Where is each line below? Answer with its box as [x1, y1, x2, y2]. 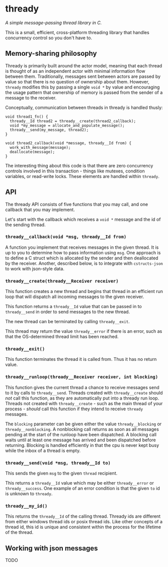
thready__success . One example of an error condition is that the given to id [5, 486, 160, 492]
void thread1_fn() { [5, 114, 49, 119]
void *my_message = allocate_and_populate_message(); [10, 123, 125, 128]
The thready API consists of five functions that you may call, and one [5, 201, 148, 207]
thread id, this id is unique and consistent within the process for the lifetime [5, 524, 161, 530]
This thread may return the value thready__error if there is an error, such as [5, 328, 162, 334]
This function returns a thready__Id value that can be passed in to [5, 304, 142, 310]
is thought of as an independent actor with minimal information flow [5, 68, 145, 74]
